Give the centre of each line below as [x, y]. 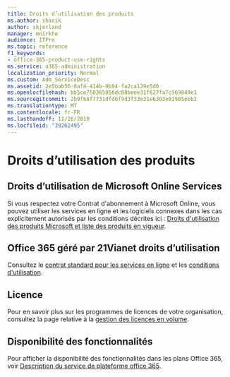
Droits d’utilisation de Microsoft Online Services [115, 187]
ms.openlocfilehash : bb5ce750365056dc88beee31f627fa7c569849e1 [102, 92]
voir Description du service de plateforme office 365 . [84, 366]
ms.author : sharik [34, 20]
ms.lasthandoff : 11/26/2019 [49, 119]
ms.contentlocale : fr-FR [44, 112]
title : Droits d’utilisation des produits [71, 14]
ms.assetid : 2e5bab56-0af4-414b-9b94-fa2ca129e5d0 [83, 86]
